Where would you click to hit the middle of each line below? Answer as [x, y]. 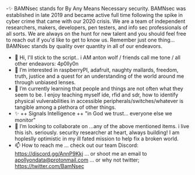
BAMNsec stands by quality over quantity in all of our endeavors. [84, 46]
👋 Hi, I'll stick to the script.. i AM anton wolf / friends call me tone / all [97, 57]
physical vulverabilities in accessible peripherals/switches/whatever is [99, 101]
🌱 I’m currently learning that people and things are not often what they [99, 88]
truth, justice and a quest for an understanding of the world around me [99, 76]
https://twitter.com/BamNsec [49, 166]
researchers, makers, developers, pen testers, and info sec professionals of [97, 28]
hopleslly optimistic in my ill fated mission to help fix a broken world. [97, 139]
